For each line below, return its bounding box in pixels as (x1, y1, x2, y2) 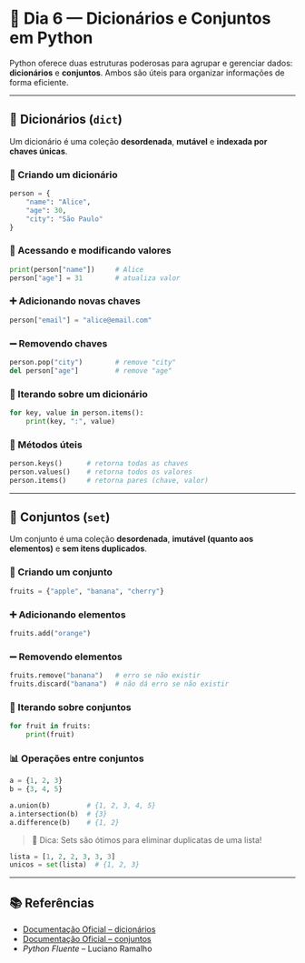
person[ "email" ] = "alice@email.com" (9, 316, 152, 325)
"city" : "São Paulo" (25, 214, 103, 224)
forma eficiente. (9, 76, 69, 87)
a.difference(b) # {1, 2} (9, 818, 120, 827)
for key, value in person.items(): (9, 408, 144, 417)
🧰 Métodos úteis (9, 438, 84, 451)
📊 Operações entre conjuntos (9, 752, 144, 765)
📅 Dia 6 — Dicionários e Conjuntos (9, 8, 271, 29)
